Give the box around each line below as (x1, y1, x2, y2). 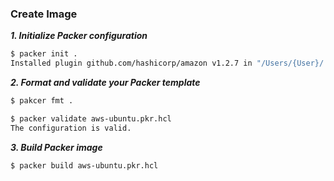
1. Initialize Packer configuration (10, 30, 148, 42)
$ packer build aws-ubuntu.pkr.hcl (10, 160, 159, 171)
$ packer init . (10, 49, 78, 59)
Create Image (10, 7, 78, 21)
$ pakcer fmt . (10, 96, 74, 106)
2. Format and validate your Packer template (10, 77, 201, 89)
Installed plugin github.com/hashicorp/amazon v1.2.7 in (10, 58, 253, 69)
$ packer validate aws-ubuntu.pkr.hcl (10, 113, 172, 124)
